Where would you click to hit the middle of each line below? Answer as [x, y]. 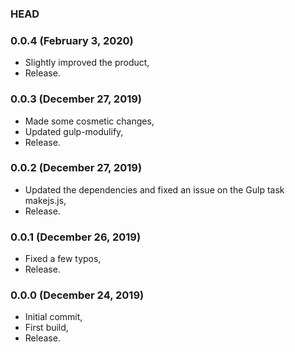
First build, [46, 328]
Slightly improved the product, [87, 63]
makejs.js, [45, 200]
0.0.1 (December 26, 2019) [76, 237]
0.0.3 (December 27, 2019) [76, 99]
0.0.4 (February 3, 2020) [72, 40]
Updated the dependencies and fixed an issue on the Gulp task [154, 189]
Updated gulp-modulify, [74, 131]
